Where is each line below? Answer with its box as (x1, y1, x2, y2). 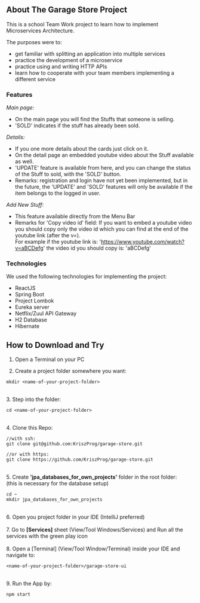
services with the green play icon (6, 532, 88, 540)
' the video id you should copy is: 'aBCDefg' (43, 244, 151, 252)
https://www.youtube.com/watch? (100, 238, 185, 246)
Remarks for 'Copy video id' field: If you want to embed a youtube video (14, 219, 192, 226)
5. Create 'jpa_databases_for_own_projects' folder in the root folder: (6, 473, 177, 480)
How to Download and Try (6, 340, 104, 350)
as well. (14, 158, 34, 165)
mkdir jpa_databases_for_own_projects (6, 497, 103, 503)
